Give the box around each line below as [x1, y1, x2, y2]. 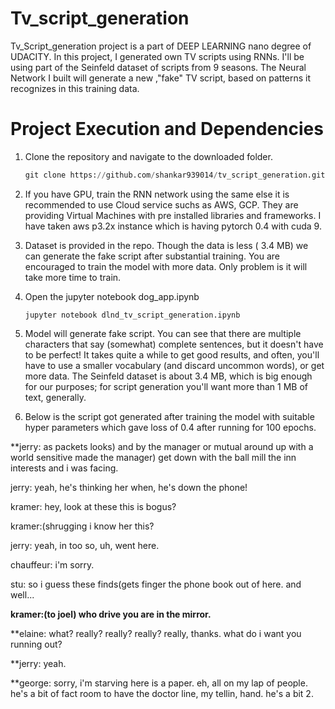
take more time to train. [24, 271, 122, 283]
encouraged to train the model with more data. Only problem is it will [24, 260, 308, 272]
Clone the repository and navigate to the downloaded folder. [24, 150, 273, 162]
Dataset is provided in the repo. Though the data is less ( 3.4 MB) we [24, 239, 309, 251]
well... [10, 588, 35, 601]
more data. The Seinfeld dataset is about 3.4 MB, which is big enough [24, 370, 313, 382]
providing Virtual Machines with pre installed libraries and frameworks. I [24, 209, 322, 221]
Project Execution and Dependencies [10, 118, 324, 141]
